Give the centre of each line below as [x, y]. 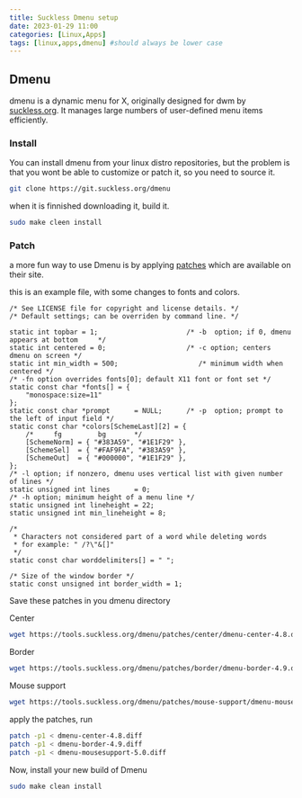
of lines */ [31, 482]
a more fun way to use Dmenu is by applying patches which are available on [150, 265]
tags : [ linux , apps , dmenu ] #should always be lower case [116, 43]
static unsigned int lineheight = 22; [82, 506]
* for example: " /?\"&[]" [64, 545]
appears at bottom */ [58, 340]
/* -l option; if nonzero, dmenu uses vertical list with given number [146, 474]
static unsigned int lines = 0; [80, 490]
